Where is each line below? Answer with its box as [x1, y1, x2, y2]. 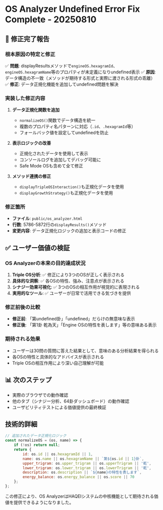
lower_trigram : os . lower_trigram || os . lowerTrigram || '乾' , [23, 465, 152, 471]
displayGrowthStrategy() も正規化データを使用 [19, 190, 114, 196]
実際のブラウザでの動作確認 [12, 392, 69, 398]
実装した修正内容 [5, 95, 46, 101]
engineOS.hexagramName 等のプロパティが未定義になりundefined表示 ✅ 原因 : [5, 69, 156, 75]
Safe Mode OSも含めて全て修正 [19, 163, 83, 169]
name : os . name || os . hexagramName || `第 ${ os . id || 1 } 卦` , [23, 456, 144, 461]
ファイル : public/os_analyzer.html [12, 216, 83, 222]
